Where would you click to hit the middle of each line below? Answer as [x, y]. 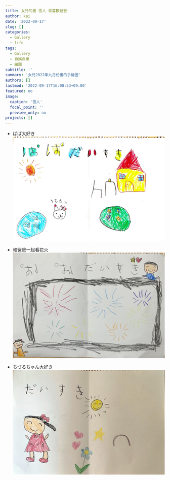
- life [17, 43]
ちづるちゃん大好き [33, 367]
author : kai [18, 16]
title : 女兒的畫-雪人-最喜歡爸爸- [37, 11]
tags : [11, 48]
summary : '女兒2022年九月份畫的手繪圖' [43, 75]
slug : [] [14, 27]
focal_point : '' [27, 107]
